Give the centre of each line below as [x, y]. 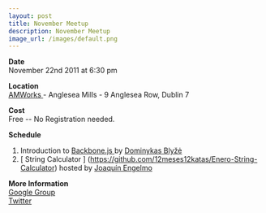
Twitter [20, 201]
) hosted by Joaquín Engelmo [103, 168]
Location [24, 86]
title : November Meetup [49, 24]
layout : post [30, 16]
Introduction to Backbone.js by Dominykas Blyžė [101, 150]
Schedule [25, 135]
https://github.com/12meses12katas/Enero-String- [174, 159]
